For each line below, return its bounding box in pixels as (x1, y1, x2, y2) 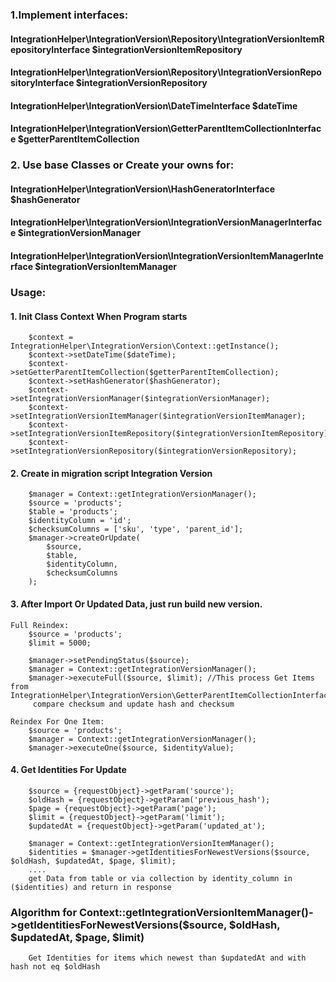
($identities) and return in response (10, 882, 172, 892)
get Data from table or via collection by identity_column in (28, 873, 293, 883)
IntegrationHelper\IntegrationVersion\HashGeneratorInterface (10, 183, 275, 195)
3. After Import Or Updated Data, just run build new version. (10, 598, 263, 610)
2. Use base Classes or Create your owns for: (10, 158, 235, 172)
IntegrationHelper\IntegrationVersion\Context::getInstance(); (10, 341, 280, 352)
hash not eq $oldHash (10, 962, 101, 972)
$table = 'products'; (28, 507, 118, 517)
